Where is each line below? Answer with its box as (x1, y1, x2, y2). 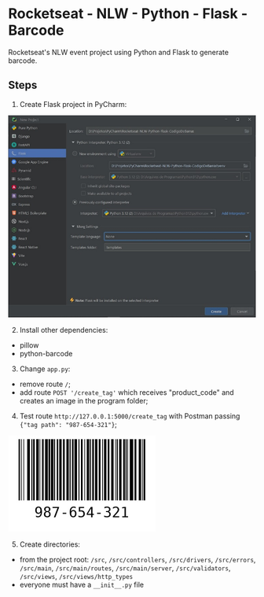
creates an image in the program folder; (19, 396, 148, 406)
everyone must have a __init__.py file (19, 580, 144, 590)
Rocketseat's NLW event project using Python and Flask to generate (8, 47, 229, 57)
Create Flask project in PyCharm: (19, 99, 127, 109)
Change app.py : (19, 364, 71, 374)
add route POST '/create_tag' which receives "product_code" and (19, 388, 234, 397)
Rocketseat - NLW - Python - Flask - (8, 5, 248, 23)
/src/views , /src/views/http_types (19, 572, 134, 581)
